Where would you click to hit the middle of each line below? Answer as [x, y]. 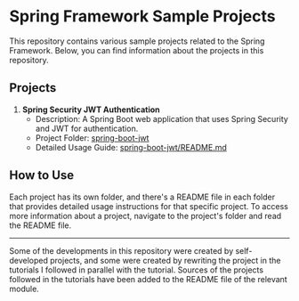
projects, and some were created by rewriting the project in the [166, 260]
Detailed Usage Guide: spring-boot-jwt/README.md [131, 147]
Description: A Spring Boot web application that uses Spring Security [162, 118]
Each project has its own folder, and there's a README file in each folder [142, 197]
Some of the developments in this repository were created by [121, 250]
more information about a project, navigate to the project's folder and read [145, 216]
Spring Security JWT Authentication [91, 110]
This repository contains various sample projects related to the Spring [137, 41]
